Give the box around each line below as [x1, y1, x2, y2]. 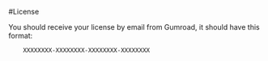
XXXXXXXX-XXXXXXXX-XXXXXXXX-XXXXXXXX [23, 47, 151, 55]
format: [8, 31, 33, 40]
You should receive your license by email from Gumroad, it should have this [8, 22, 261, 31]
